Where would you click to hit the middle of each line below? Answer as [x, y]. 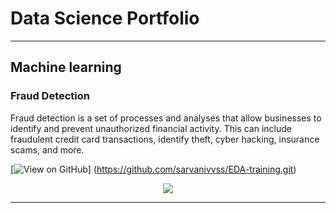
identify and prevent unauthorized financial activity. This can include [151, 128]
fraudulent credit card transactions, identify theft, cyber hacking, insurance [165, 139]
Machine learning [66, 67]
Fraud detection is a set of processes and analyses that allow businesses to [166, 118]
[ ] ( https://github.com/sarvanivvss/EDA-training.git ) [153, 169]
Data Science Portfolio [105, 18]
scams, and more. [47, 149]
